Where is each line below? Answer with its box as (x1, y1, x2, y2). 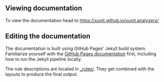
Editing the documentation (5, 32, 91, 41)
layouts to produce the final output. (5, 71, 78, 77)
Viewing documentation (5, 4, 83, 13)
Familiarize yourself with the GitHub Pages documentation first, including (5, 50, 157, 57)
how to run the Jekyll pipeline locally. (5, 56, 82, 62)
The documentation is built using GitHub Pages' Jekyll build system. (5, 45, 147, 51)
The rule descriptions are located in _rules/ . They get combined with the (5, 65, 154, 72)
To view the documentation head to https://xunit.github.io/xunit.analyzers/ (5, 17, 159, 23)
